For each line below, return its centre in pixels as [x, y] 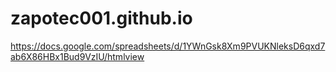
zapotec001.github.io [101, 18]
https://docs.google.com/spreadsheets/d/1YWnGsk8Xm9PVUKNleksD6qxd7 [168, 46]
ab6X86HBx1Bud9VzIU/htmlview [77, 56]
